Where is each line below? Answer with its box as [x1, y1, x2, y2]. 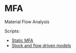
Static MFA [11, 37, 33, 43]
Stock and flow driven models [11, 42, 71, 48]
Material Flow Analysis [4, 19, 49, 25]
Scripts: [4, 28, 20, 34]
